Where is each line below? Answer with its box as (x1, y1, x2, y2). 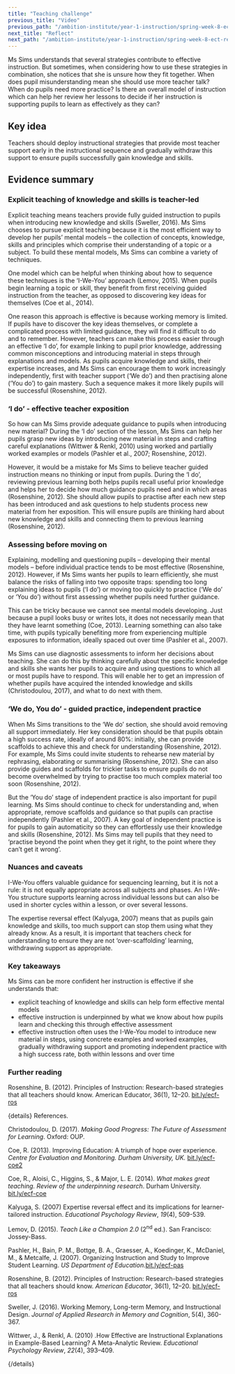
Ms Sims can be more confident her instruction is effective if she (8, 977, 194, 985)
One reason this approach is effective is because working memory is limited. (8, 312, 228, 320)
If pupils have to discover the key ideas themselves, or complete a (8, 319, 198, 328)
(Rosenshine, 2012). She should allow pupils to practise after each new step (8, 492, 226, 500)
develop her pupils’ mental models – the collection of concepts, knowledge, (8, 233, 225, 241)
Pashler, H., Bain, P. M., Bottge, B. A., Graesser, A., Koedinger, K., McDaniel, (8, 1246, 225, 1254)
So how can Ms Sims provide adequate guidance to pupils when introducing (8, 419, 227, 428)
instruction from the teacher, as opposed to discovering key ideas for (8, 291, 206, 299)
